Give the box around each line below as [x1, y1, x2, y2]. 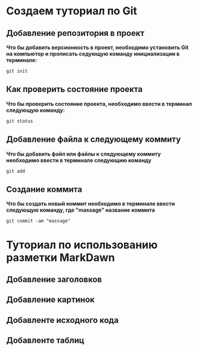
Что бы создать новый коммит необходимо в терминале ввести [6, 200, 175, 207]
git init [6, 68, 28, 74]
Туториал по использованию [6, 238, 158, 252]
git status [6, 118, 33, 124]
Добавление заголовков [6, 274, 103, 285]
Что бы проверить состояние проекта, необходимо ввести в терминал [6, 100, 192, 107]
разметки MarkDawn [6, 251, 115, 264]
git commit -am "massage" [6, 218, 70, 224]
